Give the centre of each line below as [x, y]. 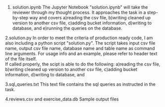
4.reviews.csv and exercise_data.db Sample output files [62, 99]
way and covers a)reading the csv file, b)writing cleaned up [90, 18]
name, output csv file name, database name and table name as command [80, 48]
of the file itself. [21, 59]
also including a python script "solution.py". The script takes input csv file [80, 43]
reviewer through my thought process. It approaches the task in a [79, 12]
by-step [20, 18]
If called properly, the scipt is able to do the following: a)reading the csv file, [83, 64]
